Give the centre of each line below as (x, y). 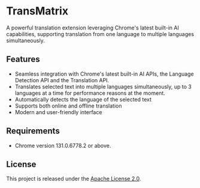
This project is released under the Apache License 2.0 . (74, 179)
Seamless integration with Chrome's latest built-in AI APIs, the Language (104, 74)
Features (23, 59)
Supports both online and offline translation (68, 106)
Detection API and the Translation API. (62, 80)
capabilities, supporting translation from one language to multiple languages (100, 34)
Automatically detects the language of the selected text (83, 99)
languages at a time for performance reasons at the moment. (90, 93)
